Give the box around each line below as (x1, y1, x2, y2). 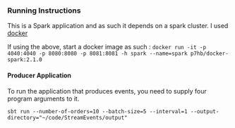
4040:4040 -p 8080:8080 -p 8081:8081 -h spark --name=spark (7, 50, 188, 58)
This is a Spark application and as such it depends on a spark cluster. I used (7, 22, 229, 30)
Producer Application (7, 71, 72, 79)
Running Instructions (7, 6, 81, 15)
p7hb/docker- (190, 50, 229, 58)
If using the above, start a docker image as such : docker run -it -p (7, 43, 207, 51)
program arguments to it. (7, 94, 80, 103)
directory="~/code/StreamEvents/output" (7, 114, 128, 121)
